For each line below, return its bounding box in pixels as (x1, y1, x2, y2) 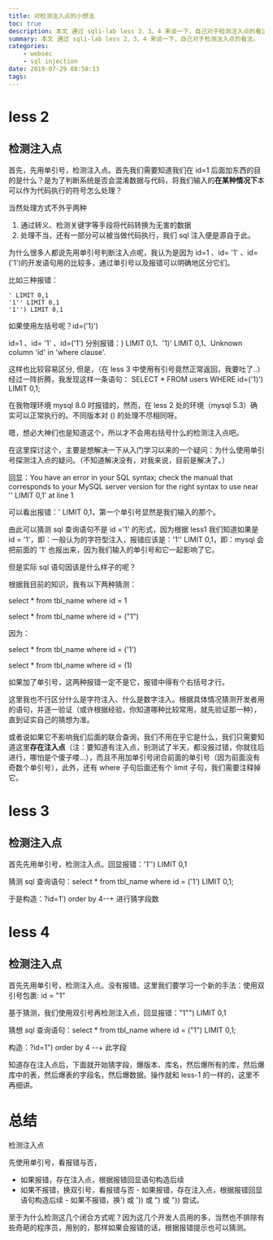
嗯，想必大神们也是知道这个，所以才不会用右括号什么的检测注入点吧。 (8, 427, 244, 437)
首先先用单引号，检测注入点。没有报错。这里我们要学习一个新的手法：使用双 (8, 980, 265, 990)
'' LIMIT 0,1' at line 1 (8, 490, 74, 500)
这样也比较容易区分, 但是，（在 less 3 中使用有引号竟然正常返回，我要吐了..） (8, 364, 265, 374)
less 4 (8, 922, 50, 941)
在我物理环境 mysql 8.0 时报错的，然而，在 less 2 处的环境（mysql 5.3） (8, 400, 251, 410)
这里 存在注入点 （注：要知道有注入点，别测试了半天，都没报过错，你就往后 (15, 742, 265, 751)
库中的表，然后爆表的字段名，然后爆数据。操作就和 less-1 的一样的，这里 (8, 1070, 253, 1080)
